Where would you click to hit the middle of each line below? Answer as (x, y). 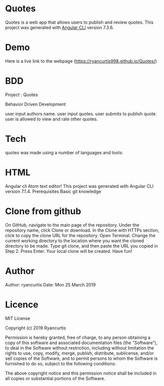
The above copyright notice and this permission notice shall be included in (81, 373)
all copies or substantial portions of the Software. (55, 378)
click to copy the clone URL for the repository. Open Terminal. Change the (80, 235)
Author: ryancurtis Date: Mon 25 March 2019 (50, 284)
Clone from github (43, 211)
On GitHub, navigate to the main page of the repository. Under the (72, 225)
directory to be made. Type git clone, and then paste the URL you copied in (82, 246)
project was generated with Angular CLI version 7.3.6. (60, 27)
